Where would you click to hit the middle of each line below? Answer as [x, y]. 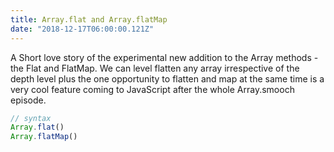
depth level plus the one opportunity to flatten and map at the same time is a [167, 78]
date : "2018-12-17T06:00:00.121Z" [82, 29]
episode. [28, 100]
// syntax [31, 118]
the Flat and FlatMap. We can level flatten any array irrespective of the [155, 68]
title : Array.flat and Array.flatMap [89, 19]
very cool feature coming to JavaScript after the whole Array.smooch [152, 89]
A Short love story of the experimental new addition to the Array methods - [164, 57]
